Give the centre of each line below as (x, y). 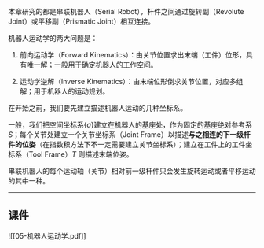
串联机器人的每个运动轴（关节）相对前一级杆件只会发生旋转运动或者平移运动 (132, 171)
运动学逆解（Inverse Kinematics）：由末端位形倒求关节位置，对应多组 (131, 81)
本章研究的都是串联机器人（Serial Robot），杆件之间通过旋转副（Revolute (126, 11)
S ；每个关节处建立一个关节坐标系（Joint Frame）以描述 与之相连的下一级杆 (129, 135)
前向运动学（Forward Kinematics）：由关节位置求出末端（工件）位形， (133, 55)
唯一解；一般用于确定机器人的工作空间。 (92, 65)
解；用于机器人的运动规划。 (64, 91)
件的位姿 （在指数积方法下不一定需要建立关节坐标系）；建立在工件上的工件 (127, 144)
